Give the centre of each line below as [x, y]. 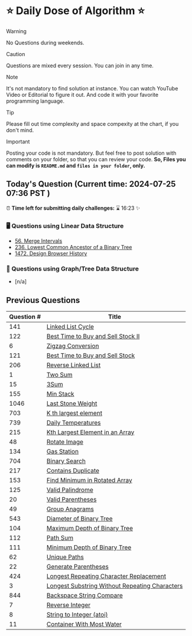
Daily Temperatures [74, 423]
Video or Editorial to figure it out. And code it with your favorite [82, 94]
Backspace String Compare [84, 595]
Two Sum [59, 375]
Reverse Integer [69, 605]
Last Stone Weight [72, 403]
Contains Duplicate [73, 471]
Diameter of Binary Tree [79, 518]
